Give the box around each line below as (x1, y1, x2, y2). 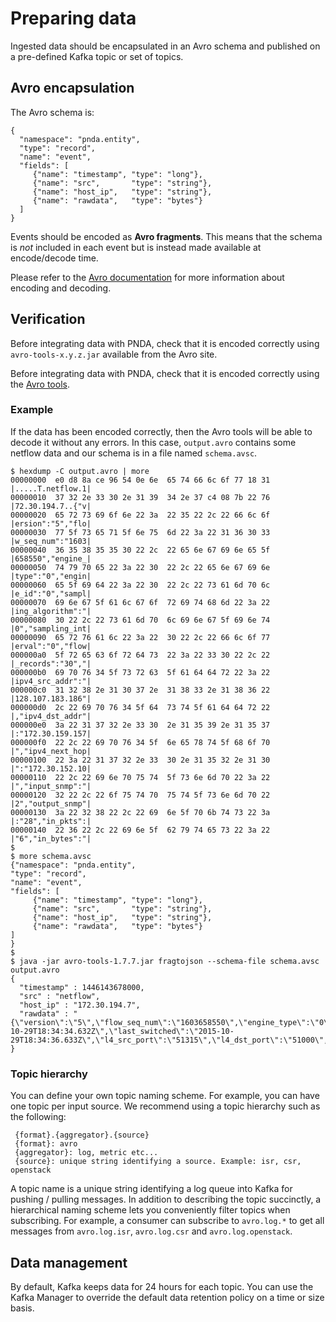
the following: (10, 1111, 67, 1123)
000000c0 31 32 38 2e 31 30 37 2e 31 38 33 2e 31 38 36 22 (10, 685, 271, 695)
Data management (10, 1254, 128, 1271)
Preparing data (10, 7, 137, 30)
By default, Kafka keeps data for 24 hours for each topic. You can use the (10, 1280, 314, 1292)
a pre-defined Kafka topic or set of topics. (10, 50, 184, 62)
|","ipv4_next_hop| (10, 746, 92, 756)
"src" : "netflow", (19, 991, 101, 1001)
